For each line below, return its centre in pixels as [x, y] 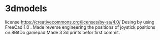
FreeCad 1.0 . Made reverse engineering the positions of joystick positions [80, 27]
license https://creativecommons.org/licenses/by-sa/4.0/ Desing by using [80, 22]
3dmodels [26, 9]
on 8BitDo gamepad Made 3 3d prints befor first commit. [63, 32]
